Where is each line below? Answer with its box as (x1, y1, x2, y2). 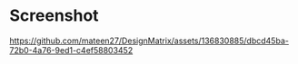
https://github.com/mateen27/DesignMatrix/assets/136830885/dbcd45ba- (9, 35, 289, 46)
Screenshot (9, 5, 99, 26)
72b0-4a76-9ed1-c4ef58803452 (9, 44, 134, 55)
